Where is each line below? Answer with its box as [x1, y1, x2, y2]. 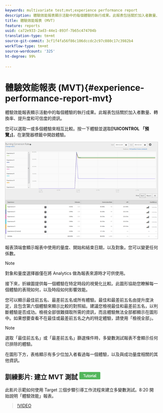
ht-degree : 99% [5, 54, 36, 59]
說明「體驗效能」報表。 [9, 393, 56, 398]
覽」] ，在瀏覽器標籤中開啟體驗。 [5, 132, 69, 138]
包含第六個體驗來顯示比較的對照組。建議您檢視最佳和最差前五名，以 [17, 303, 154, 309]
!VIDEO [16, 402, 32, 408]
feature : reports [5, 23, 40, 28]
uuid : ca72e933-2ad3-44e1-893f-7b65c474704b [5, 28, 97, 34]
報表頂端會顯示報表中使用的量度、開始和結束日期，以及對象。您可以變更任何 [5, 244, 158, 250]
